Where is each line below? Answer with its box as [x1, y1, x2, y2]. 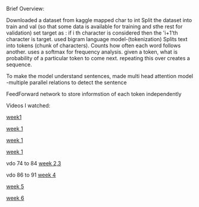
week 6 [6, 194, 24, 202]
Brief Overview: [6, 5, 45, 12]
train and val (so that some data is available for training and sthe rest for [6, 23, 183, 30]
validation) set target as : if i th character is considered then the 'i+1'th [6, 29, 178, 36]
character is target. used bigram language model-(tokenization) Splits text [6, 36, 188, 42]
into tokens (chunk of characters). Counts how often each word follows [6, 42, 181, 49]
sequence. [6, 61, 33, 68]
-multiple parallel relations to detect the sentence [6, 79, 127, 86]
